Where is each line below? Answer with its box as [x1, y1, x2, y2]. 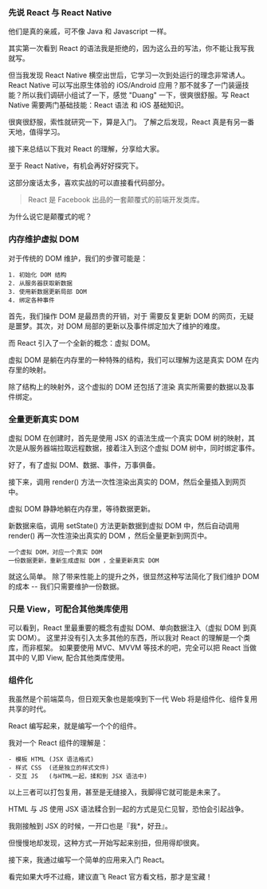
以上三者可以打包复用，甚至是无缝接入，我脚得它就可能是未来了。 [8, 787, 225, 797]
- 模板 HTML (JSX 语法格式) [8, 755, 94, 764]
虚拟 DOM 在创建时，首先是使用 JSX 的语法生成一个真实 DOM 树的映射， [8, 433, 249, 443]
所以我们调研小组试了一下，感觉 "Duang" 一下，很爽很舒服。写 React [22, 90, 249, 100]
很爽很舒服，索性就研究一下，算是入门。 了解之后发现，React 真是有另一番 [8, 117, 255, 127]
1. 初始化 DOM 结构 [8, 271, 67, 279]
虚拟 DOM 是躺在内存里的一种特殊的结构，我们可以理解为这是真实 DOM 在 [8, 354, 253, 364]
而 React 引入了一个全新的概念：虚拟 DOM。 [8, 338, 155, 347]
